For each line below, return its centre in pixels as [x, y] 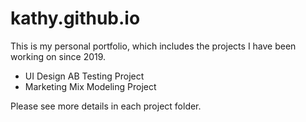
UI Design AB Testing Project [84, 76]
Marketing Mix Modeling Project [90, 86]
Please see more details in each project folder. [106, 106]
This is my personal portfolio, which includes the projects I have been [153, 46]
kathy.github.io [75, 18]
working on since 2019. [58, 56]
